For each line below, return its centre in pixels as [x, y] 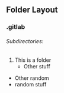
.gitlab [16, 27]
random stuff [31, 84]
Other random [32, 78]
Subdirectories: [25, 41]
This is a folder [33, 60]
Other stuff [37, 66]
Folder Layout [32, 10]
